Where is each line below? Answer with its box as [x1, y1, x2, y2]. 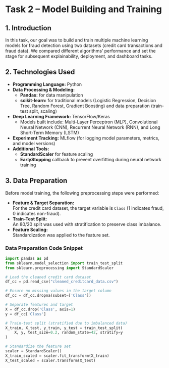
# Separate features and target [5, 302, 73, 307]
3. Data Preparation [5, 176, 68, 185]
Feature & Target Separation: [12, 200, 75, 206]
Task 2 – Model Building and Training [5, 4, 162, 15]
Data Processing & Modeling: [12, 86, 75, 93]
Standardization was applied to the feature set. [12, 232, 110, 238]
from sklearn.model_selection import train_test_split [5, 260, 123, 266]
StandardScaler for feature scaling [20, 151, 93, 157]
